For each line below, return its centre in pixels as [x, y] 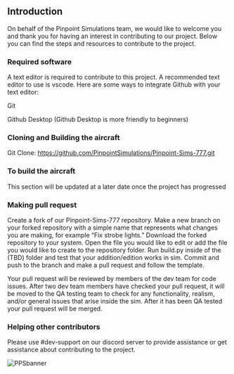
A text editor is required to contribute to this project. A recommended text [113, 77]
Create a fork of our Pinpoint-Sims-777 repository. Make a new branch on [114, 220]
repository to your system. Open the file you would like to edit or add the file [117, 243]
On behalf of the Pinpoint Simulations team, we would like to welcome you [115, 28]
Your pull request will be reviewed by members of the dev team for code [112, 279]
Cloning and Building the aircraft [64, 138]
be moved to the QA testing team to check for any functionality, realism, [111, 294]
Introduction [35, 12]
